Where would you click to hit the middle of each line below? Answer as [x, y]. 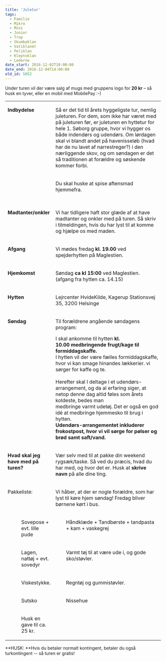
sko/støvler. [80, 558]
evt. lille [30, 528]
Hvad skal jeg [24, 455]
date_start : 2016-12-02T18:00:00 [40, 65]
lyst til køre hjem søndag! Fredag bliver [101, 498]
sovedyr [31, 565]
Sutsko [29, 600]
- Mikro [18, 23]
